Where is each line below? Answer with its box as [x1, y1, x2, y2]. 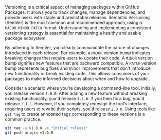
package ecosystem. [5, 35, 47, 41]
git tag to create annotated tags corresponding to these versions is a [5, 111, 145, 117]
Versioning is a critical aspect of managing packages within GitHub [5, 4, 140, 10]
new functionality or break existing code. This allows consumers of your [5, 71, 150, 76]
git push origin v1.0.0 [5, 130, 54, 135]
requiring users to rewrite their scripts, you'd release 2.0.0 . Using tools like [5, 106, 156, 112]
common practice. [5, 117, 42, 122]
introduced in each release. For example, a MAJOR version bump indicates [5, 50, 151, 56]
